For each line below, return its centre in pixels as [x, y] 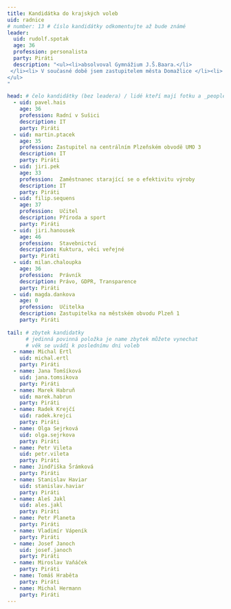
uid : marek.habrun [46, 397]
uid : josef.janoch [46, 550]
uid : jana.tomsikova [49, 377]
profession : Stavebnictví [58, 243]
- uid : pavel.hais [40, 103]
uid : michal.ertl [44, 358]
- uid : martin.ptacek [44, 135]
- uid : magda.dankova [44, 294]
